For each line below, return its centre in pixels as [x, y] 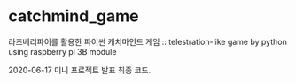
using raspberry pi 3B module [62, 51]
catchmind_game [74, 16]
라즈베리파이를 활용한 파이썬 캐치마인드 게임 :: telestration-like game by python [148, 41]
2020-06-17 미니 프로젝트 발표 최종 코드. [80, 70]
